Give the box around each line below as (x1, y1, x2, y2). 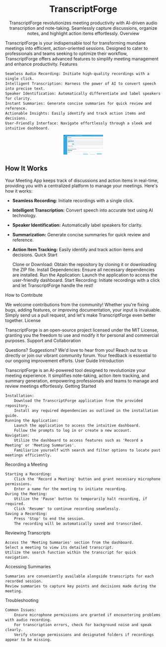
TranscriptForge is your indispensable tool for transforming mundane (5, 40, 146, 46)
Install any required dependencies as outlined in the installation (14, 408, 159, 413)
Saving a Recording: (5, 511, 48, 516)
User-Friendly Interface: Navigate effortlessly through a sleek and (5, 120, 152, 126)
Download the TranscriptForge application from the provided (14, 398, 143, 403)
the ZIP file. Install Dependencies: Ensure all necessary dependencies (12, 267, 155, 272)
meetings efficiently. (5, 452, 52, 458)
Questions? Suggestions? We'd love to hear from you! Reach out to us (5, 347, 148, 353)
